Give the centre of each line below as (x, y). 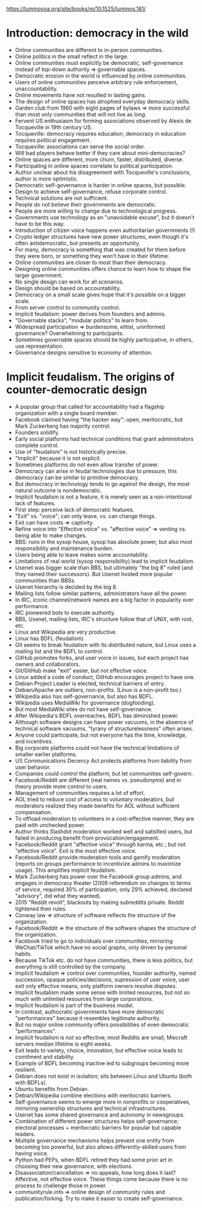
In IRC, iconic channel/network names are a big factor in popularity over (104, 600)
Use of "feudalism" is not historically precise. (71, 451)
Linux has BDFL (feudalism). (50, 638)
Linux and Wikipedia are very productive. (66, 632)
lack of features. (35, 503)
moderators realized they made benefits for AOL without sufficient (97, 806)
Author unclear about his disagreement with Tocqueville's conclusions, (103, 172)
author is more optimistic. (46, 179)
